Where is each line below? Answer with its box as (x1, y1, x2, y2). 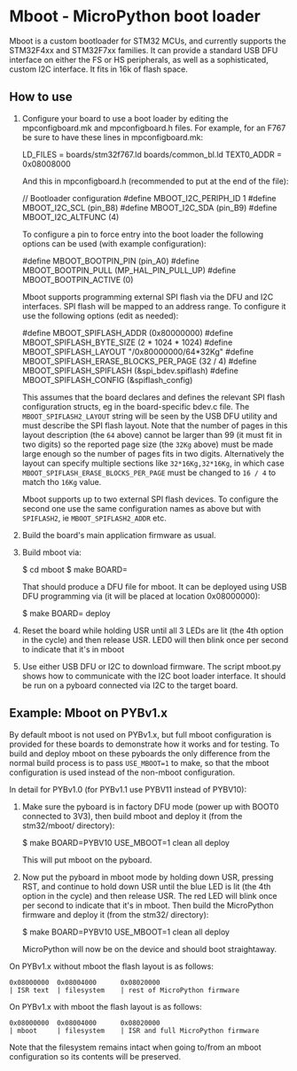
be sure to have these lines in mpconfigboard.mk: (21, 131, 204, 143)
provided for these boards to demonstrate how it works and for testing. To (9, 739, 280, 749)
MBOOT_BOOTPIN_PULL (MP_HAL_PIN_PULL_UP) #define (21, 264, 237, 276)
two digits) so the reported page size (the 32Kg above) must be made (21, 439, 273, 450)
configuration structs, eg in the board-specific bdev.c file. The (21, 401, 250, 411)
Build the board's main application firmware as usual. (21, 529, 216, 540)
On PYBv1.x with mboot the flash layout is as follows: (9, 1001, 202, 1012)
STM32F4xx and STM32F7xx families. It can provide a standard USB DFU (9, 44, 278, 55)
